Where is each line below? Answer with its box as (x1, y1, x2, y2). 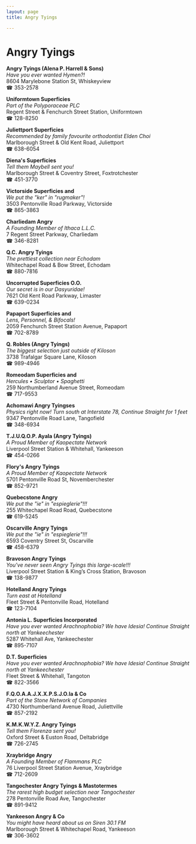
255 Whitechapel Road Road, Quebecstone (6, 506, 112, 514)
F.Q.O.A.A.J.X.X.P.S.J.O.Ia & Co (6, 690, 87, 698)
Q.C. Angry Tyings (6, 249, 53, 256)
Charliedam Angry (6, 218, 53, 225)
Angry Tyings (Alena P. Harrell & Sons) (6, 65, 104, 72)
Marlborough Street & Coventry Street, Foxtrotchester (6, 170, 139, 177)
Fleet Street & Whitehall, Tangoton (6, 672, 91, 680)
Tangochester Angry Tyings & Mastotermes (6, 782, 118, 790)
